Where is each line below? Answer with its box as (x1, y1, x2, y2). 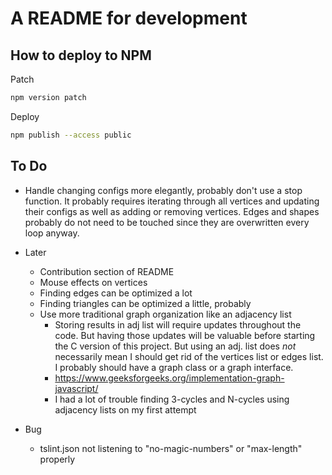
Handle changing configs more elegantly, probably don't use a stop (24, 184, 303, 196)
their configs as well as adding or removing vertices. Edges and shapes (24, 205, 320, 217)
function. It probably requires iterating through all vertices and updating (24, 195, 320, 207)
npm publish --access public (10, 130, 132, 140)
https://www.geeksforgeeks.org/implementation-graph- (54, 372, 285, 384)
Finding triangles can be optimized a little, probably (39, 297, 252, 309)
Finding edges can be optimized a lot (39, 287, 193, 299)
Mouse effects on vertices (39, 276, 148, 288)
